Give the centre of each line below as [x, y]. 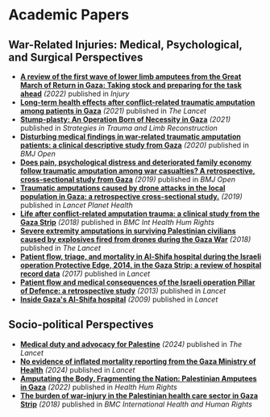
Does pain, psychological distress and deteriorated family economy [136, 162]
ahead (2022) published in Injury [75, 94]
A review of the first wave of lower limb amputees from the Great [131, 77]
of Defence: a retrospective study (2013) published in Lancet [123, 291]
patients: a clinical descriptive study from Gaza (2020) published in [135, 145]
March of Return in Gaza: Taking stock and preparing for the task [131, 85]
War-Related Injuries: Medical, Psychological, [125, 45]
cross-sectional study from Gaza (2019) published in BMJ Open [128, 179]
